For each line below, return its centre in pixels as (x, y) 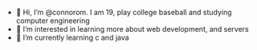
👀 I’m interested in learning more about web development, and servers (132, 29)
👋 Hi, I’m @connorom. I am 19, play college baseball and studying (124, 12)
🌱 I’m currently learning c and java (73, 37)
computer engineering (53, 21)
